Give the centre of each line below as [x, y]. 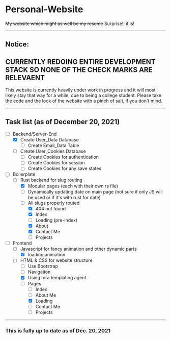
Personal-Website [44, 9]
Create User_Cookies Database [53, 151]
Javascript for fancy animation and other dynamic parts [78, 249]
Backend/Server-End [35, 134]
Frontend [22, 243]
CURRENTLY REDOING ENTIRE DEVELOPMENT [81, 62]
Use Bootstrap [43, 266]
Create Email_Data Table [53, 146]
